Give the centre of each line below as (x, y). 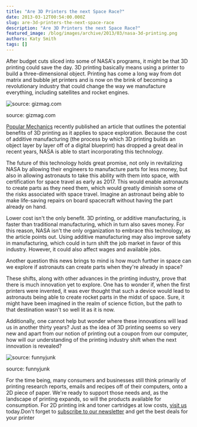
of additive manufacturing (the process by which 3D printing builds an (91, 139)
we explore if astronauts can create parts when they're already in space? (94, 267)
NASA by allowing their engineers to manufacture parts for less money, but (97, 169)
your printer (20, 418)
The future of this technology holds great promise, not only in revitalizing (94, 163)
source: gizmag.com (31, 115)
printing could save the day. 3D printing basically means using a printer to (96, 67)
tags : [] (17, 45)
